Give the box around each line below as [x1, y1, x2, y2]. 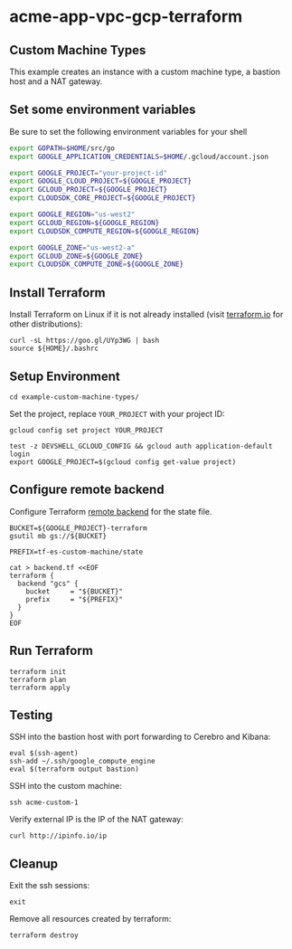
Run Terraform [9, 643, 93, 659]
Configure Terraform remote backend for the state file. [9, 506, 212, 517]
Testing [9, 707, 53, 723]
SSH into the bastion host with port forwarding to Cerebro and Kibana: [9, 731, 271, 743]
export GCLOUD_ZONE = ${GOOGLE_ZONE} [9, 251, 144, 261]
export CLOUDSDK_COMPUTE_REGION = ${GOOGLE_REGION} [9, 226, 201, 236]
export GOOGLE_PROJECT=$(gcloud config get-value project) [9, 457, 237, 467]
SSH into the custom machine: [9, 781, 122, 792]
